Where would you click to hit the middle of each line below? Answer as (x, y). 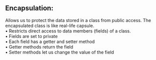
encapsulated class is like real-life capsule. (50, 25)
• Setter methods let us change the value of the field (60, 52)
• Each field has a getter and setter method (50, 41)
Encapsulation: (29, 8)
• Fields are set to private (31, 36)
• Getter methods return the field (39, 46)
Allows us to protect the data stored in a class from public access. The (78, 20)
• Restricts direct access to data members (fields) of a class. (68, 31)
